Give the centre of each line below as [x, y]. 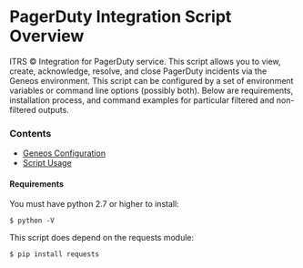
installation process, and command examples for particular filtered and [142, 100]
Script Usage [47, 163]
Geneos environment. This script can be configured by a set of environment [151, 80]
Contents [30, 133]
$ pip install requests [55, 254]
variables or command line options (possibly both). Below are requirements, [151, 90]
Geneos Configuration [64, 153]
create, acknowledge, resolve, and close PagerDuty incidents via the [138, 71]
